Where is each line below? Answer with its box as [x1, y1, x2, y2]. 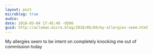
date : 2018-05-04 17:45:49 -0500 [5, 20, 74, 26]
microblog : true [5, 12, 38, 17]
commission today [5, 44, 43, 50]
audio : [5, 16, 19, 21]
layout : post [5, 7, 32, 12]
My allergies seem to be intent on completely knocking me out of [5, 38, 137, 44]
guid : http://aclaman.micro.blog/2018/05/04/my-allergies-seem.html [5, 25, 149, 30]
